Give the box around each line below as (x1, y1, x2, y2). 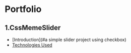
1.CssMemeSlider (5, 23, 61, 32)
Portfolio (5, 3, 42, 15)
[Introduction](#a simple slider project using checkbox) (12, 36, 126, 42)
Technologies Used (12, 42, 52, 48)
